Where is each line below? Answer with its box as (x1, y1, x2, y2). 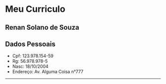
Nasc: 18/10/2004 (12, 63, 48, 70)
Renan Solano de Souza (5, 23, 80, 32)
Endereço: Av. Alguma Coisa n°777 (12, 69, 83, 75)
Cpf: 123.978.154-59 (12, 53, 54, 59)
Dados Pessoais (5, 40, 56, 48)
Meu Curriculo (5, 3, 66, 15)
